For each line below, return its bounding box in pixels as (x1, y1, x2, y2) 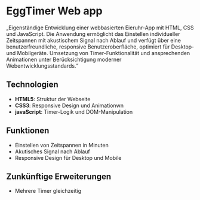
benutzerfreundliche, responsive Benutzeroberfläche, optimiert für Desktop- (6, 43, 195, 50)
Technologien (6, 80, 59, 90)
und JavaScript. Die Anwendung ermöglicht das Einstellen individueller (6, 30, 180, 37)
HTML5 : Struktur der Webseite (14, 95, 91, 102)
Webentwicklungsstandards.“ (6, 62, 79, 69)
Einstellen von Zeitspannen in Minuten (14, 141, 109, 149)
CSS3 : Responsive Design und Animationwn (14, 102, 124, 109)
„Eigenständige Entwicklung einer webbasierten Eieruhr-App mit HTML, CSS (6, 24, 194, 31)
